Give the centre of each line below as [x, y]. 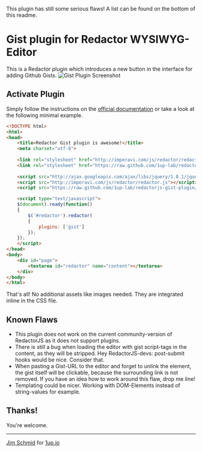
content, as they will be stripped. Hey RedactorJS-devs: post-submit [99, 353]
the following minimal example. [44, 115]
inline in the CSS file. [32, 301]
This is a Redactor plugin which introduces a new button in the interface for [99, 69]
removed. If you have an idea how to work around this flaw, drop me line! [105, 379]
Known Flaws [32, 320]
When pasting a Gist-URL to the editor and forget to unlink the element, [103, 366]
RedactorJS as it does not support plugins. [68, 341]
